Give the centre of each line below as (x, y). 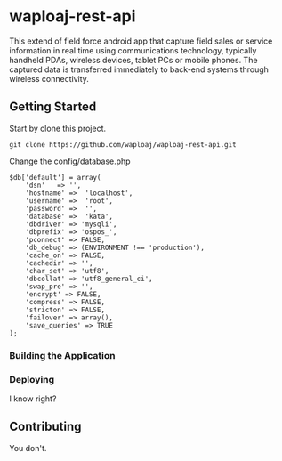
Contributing (45, 427)
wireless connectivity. (49, 78)
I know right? (33, 399)
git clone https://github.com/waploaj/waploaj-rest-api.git (123, 144)
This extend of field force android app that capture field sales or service (141, 41)
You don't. (28, 448)
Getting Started (53, 107)
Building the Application (62, 355)
